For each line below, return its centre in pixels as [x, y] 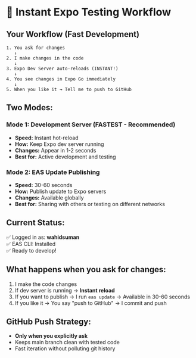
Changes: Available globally [49, 197]
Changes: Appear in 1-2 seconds [55, 150]
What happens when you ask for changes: [86, 270]
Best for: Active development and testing [65, 157]
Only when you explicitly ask [51, 336]
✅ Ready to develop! [31, 250]
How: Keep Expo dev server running [59, 144]
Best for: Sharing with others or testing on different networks [90, 204]
